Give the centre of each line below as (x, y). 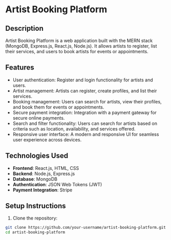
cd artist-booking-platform (35, 232)
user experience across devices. (47, 140)
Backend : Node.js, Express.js (44, 173)
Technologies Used (37, 156)
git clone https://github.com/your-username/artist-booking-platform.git (86, 228)
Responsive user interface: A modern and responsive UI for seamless (86, 134)
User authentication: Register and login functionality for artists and (83, 80)
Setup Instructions (36, 206)
